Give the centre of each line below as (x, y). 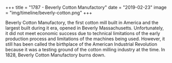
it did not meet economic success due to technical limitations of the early (83, 33)
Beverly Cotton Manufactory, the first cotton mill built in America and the (82, 23)
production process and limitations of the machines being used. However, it (85, 39)
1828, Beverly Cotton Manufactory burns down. (55, 55)
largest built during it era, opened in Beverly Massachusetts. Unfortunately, (85, 28)
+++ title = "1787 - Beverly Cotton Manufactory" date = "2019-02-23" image (86, 7)
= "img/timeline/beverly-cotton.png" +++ (49, 13)
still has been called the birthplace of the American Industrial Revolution (81, 44)
